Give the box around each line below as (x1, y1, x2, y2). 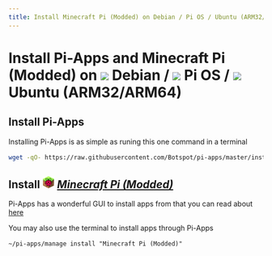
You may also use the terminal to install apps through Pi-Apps (8, 223, 214, 233)
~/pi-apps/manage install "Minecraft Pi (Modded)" (8, 240, 183, 248)
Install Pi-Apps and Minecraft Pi (8, 48, 225, 67)
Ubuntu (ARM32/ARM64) (8, 83, 182, 101)
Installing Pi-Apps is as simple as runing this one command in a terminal (8, 136, 249, 146)
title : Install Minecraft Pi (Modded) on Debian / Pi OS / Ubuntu (8, 13, 237, 21)
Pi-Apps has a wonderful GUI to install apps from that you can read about (8, 199, 253, 209)
